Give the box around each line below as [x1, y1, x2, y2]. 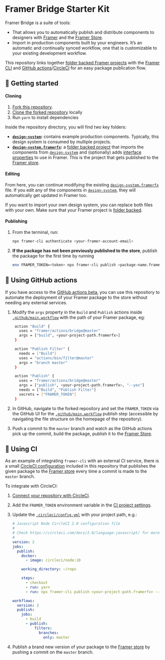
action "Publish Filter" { [14, 346, 70, 351]
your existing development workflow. [12, 50, 87, 56]
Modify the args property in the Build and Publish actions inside [12, 309, 142, 315]
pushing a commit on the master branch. [12, 649, 94, 655]
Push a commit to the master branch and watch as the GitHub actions [12, 425, 152, 431]
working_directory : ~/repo [21, 567, 77, 572]
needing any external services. [5, 299, 68, 306]
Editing [5, 171, 20, 177]
